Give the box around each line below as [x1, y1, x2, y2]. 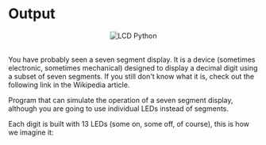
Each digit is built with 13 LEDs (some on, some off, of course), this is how [8, 119, 250, 128]
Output [8, 5, 56, 23]
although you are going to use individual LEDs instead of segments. [8, 104, 229, 113]
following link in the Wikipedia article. [8, 80, 130, 90]
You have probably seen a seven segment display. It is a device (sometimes [8, 55, 256, 64]
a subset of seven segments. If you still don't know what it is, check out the [8, 71, 255, 81]
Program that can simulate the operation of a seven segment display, [8, 95, 233, 105]
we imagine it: [8, 128, 54, 137]
